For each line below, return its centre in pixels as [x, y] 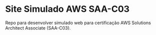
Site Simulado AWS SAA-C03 [67, 9]
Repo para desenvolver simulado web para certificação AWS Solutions [78, 23]
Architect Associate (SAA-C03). [38, 28]
